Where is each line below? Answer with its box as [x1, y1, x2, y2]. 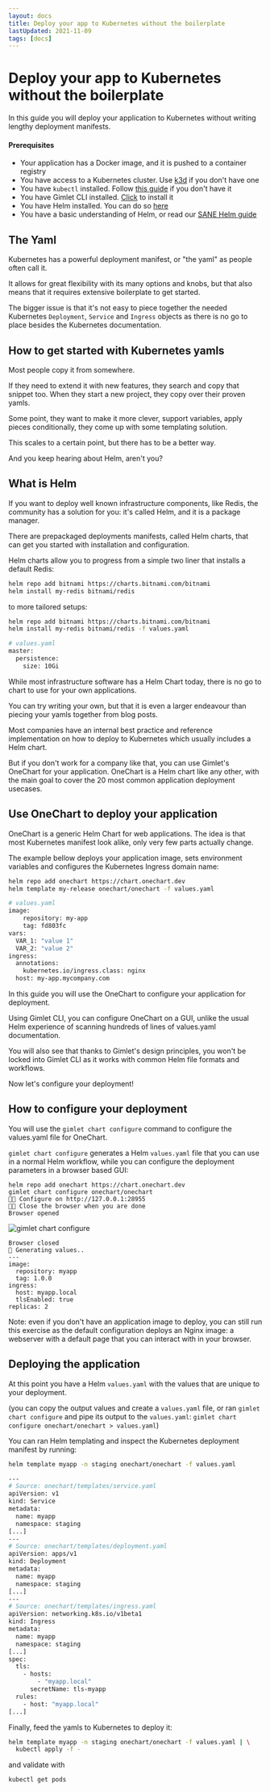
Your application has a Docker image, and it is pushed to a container [19, 158, 247, 168]
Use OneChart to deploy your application [8, 807, 218, 821]
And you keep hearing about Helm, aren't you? [8, 453, 164, 463]
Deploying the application [8, 1357, 141, 1371]
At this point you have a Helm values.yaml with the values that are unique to [8, 1379, 260, 1389]
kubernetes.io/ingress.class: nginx [23, 967, 147, 975]
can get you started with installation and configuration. [8, 539, 190, 550]
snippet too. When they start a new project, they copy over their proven [8, 390, 246, 399]
